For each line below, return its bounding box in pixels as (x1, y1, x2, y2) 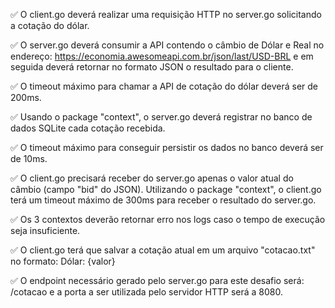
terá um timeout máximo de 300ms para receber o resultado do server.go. (10, 194, 317, 206)
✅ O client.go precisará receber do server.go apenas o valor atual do (10, 172, 294, 184)
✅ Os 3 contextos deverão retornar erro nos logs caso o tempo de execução (10, 214, 326, 225)
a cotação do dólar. (10, 20, 90, 31)
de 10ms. (10, 153, 48, 164)
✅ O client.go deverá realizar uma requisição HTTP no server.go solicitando (10, 9, 322, 20)
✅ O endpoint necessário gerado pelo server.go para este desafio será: (10, 275, 305, 286)
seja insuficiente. (10, 225, 81, 236)
